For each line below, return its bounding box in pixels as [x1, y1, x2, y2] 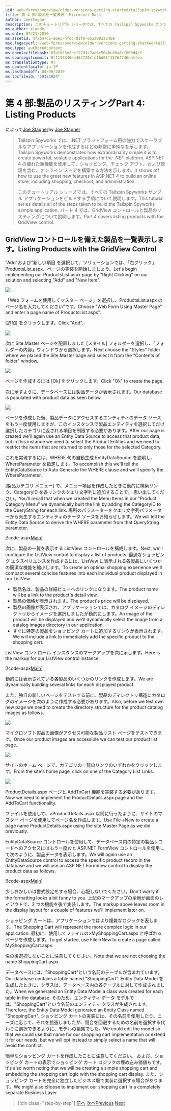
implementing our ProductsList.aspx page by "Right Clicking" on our [5, 271, 149, 277]
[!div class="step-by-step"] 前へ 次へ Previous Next [17, 1100, 125, 1106]
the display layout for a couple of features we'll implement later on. [5, 907, 146, 913]
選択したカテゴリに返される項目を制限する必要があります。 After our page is [5, 427, 165, 433]
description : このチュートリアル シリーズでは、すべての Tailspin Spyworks [5, 21, 154, 27]
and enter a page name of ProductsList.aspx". [5, 309, 101, 315]
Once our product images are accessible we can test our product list [13, 736, 158, 742]
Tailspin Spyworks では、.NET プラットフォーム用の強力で [17, 137, 140, 143]
